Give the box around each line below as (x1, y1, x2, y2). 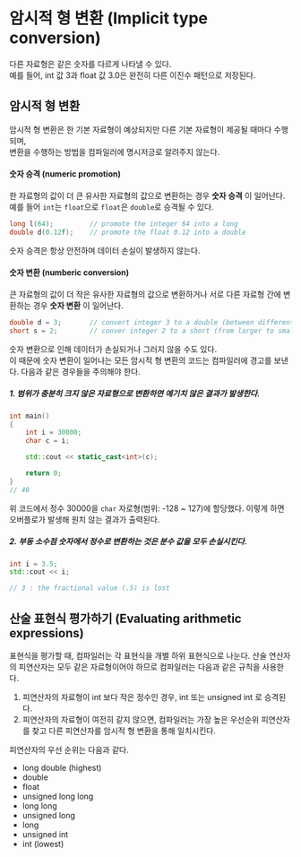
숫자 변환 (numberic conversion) (9, 267, 130, 278)
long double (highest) (21, 763, 102, 774)
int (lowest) (21, 839, 64, 850)
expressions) (9, 625, 84, 641)
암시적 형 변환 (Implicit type (9, 8, 209, 29)
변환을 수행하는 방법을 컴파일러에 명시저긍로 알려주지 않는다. (9, 146, 220, 157)
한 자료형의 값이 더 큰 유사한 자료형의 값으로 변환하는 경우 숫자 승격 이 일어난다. (9, 190, 286, 201)
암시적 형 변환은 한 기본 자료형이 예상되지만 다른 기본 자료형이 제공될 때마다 (9, 124, 272, 134)
